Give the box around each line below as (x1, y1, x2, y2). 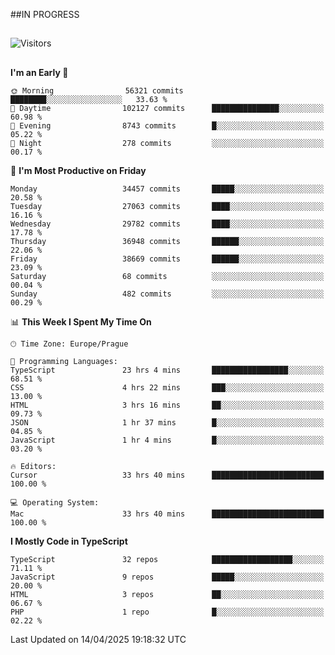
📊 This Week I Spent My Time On (10, 315, 152, 328)
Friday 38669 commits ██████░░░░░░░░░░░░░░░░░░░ (10, 254, 325, 264)
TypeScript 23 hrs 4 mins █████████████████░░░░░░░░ (10, 365, 325, 375)
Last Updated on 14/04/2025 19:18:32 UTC (10, 633, 187, 645)
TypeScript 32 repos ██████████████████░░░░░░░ (10, 554, 325, 564)
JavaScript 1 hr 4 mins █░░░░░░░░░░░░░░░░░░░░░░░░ (10, 435, 325, 445)
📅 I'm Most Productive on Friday (10, 164, 147, 176)
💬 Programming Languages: (10, 356, 118, 366)
